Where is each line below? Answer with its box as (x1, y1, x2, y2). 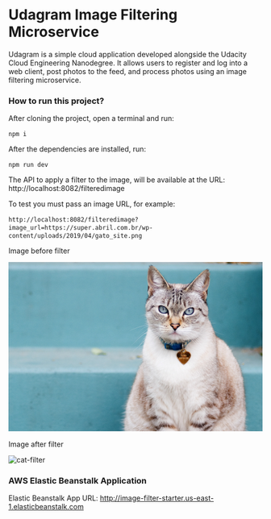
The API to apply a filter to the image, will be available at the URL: (8, 175, 226, 185)
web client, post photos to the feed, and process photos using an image (8, 66, 248, 76)
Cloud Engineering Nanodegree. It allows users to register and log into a (8, 58, 248, 68)
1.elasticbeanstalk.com (8, 502, 85, 512)
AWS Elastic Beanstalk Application (8, 475, 148, 486)
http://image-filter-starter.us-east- (99, 493, 215, 503)
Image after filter (8, 439, 64, 449)
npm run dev (8, 161, 48, 169)
